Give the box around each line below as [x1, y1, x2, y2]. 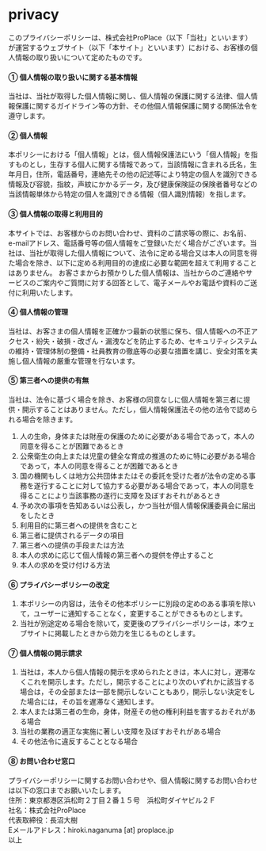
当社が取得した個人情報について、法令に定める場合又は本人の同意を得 [28, 248, 257, 258]
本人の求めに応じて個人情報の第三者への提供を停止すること [19, 550, 215, 559]
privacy [8, 6, 59, 24]
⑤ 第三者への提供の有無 [8, 376, 89, 385]
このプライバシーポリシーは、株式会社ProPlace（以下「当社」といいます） [8, 32, 253, 42]
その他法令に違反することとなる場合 [19, 737, 139, 746]
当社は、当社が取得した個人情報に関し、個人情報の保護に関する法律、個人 [8, 91, 251, 101]
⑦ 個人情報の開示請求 [8, 648, 82, 658]
